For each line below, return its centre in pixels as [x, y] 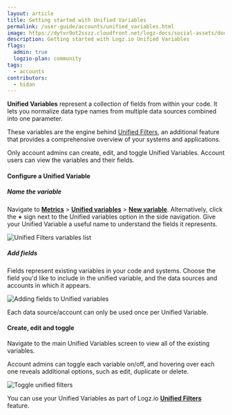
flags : [17, 46]
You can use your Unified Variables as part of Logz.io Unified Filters [105, 398]
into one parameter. [35, 119]
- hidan [25, 84]
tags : [15, 65]
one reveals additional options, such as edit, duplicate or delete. [98, 371]
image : [17, 33]
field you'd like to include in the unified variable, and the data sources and [112, 278]
